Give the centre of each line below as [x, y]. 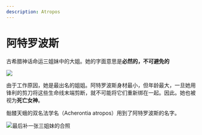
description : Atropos [33, 12]
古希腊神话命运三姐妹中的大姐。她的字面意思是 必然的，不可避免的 [88, 61]
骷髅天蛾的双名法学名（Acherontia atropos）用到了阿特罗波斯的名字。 [93, 113]
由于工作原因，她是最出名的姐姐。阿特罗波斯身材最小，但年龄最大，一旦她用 [101, 85]
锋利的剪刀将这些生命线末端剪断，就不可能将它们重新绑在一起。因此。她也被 [101, 92]
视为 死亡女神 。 [25, 100]
